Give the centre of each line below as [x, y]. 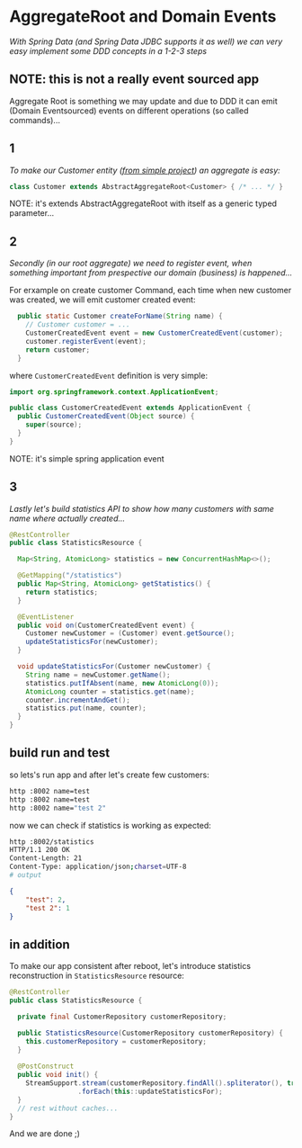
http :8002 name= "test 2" [58, 808]
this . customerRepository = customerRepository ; [116, 1041]
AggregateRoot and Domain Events [143, 17]
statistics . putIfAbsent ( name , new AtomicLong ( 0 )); [122, 683]
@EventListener [46, 617]
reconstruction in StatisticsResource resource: [97, 976]
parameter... [32, 213]
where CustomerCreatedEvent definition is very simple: [109, 375]
